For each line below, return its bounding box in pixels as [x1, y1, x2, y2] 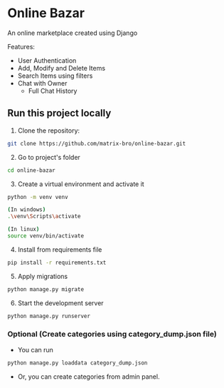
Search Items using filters [17, 71, 93, 80]
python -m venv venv [7, 193, 69, 200]
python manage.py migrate [7, 285, 84, 293]
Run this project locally [7, 107, 112, 119]
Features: [7, 42, 36, 51]
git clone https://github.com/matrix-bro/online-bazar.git [7, 140, 186, 147]
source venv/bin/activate [7, 233, 84, 240]
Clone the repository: [17, 126, 80, 135]
